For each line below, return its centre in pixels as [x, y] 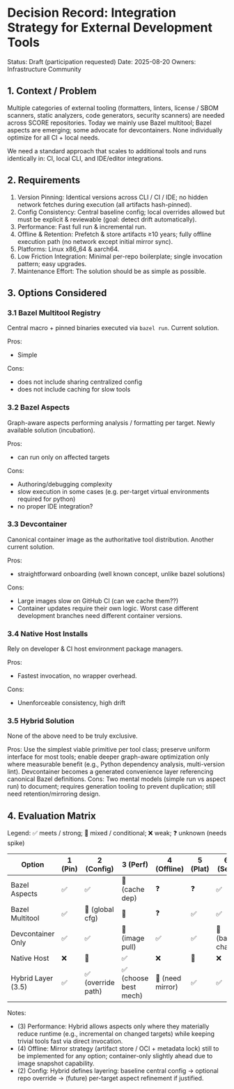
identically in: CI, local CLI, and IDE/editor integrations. [85, 158]
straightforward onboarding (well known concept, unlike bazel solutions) [121, 573]
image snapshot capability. [56, 1063]
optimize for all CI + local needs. [53, 137]
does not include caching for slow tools [74, 389]
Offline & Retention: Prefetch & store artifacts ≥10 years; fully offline [114, 234]
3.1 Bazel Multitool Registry [54, 313]
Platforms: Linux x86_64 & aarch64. [68, 249]
